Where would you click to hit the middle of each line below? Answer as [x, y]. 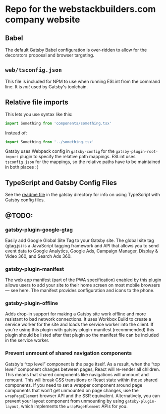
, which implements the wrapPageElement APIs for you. [73, 406]
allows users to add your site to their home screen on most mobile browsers [83, 285]
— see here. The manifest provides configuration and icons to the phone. [80, 291]
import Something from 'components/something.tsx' [58, 123]
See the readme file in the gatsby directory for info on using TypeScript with [83, 195]
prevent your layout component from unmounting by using [65, 401]
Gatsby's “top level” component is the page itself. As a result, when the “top [83, 364]
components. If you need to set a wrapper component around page [74, 385]
